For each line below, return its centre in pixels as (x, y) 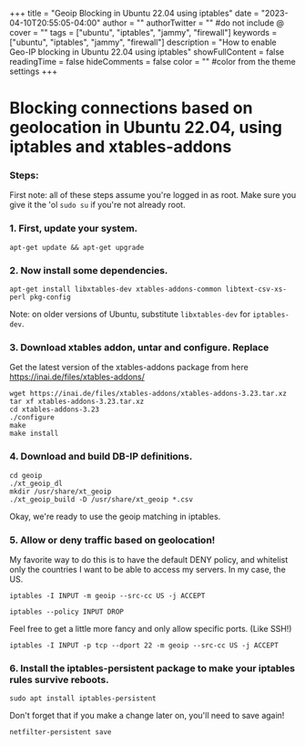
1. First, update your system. (74, 229)
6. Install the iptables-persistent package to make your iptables (152, 668)
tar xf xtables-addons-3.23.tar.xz (77, 402)
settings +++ (34, 71)
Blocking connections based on (131, 108)
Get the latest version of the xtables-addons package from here (129, 368)
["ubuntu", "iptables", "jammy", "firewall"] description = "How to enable (143, 42)
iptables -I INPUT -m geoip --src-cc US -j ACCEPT (107, 596)
